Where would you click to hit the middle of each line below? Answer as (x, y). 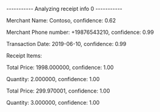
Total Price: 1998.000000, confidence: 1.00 (60, 67)
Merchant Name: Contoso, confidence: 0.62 (61, 20)
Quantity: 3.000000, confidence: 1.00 (53, 103)
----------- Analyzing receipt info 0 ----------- (65, 9)
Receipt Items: (24, 56)
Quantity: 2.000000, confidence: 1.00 (53, 79)
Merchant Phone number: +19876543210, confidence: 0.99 (80, 32)
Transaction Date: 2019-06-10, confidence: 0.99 (66, 44)
